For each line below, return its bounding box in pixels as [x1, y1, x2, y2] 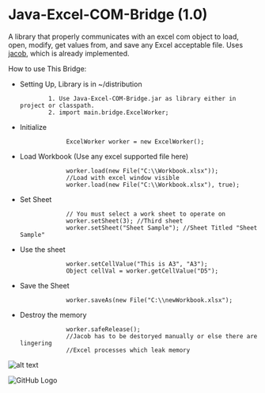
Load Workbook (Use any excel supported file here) [19, 151, 189, 161]
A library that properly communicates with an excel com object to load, [8, 32, 240, 41]
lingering [19, 339, 53, 347]
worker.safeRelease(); [66, 325, 141, 334]
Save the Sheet [19, 280, 70, 290]
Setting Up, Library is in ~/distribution [19, 79, 142, 89]
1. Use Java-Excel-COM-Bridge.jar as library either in [48, 94, 237, 102]
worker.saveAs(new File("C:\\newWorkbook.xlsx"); [66, 296, 233, 304]
